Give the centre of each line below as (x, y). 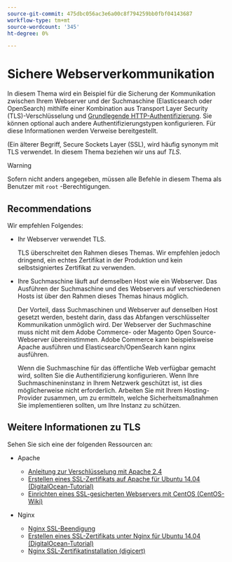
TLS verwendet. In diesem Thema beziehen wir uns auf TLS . (94, 152)
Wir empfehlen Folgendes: (46, 226)
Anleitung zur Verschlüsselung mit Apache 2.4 (95, 471)
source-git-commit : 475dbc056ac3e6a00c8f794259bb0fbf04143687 (100, 14)
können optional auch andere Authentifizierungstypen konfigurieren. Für (111, 123)
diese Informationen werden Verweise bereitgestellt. (83, 131)
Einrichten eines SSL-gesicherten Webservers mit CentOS (112, 494)
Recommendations (49, 209)
